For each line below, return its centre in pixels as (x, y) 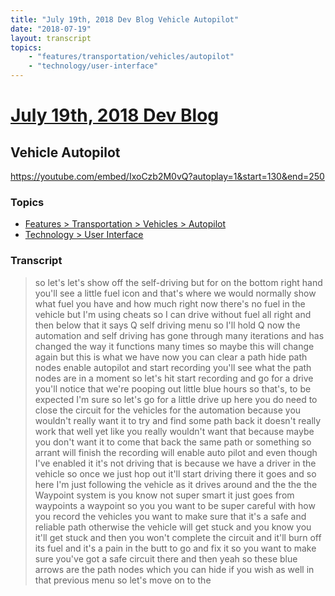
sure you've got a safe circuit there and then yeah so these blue (166, 558)
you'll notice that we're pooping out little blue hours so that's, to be (173, 388)
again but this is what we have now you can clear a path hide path (171, 357)
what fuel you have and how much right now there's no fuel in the (170, 303)
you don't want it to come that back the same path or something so (173, 442)
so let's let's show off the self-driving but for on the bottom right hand (178, 282)
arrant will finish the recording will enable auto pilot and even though (176, 452)
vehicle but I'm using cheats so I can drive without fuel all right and (173, 314)
